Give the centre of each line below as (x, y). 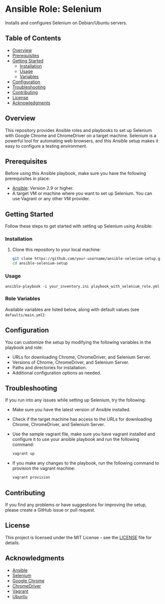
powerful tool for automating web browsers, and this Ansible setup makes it (82, 141)
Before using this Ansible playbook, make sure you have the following (76, 173)
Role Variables (23, 299)
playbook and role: (24, 347)
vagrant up (23, 454)
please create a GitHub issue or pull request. (50, 510)
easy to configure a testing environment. (46, 146)
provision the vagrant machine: (44, 469)
